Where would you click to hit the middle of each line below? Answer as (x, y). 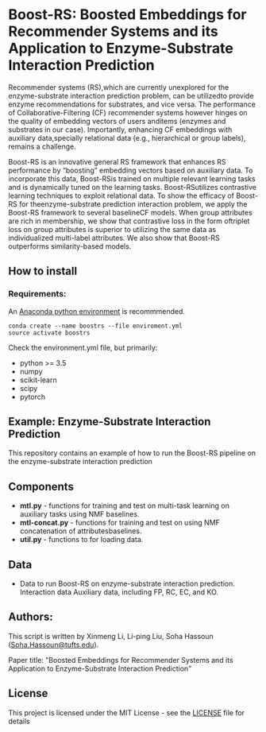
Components (41, 486)
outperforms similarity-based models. (70, 246)
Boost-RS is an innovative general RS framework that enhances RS (117, 161)
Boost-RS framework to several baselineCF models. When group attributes (130, 212)
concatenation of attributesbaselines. (81, 531)
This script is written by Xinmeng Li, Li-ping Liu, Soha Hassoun (111, 636)
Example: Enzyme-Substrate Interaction (110, 422)
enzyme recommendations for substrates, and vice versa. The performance (132, 104)
